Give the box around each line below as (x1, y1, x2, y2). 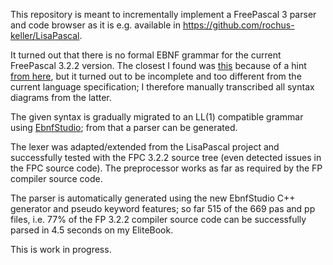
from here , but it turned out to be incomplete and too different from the (10, 70, 302, 82)
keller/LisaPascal (10, 30, 80, 41)
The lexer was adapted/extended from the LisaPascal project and (10, 141, 280, 153)
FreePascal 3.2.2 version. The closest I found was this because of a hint (10, 60, 307, 71)
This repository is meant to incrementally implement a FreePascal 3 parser (10, 9, 317, 20)
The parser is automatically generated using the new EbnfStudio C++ (10, 192, 296, 204)
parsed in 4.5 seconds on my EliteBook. (10, 224, 174, 236)
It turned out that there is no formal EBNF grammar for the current (10, 49, 282, 61)
